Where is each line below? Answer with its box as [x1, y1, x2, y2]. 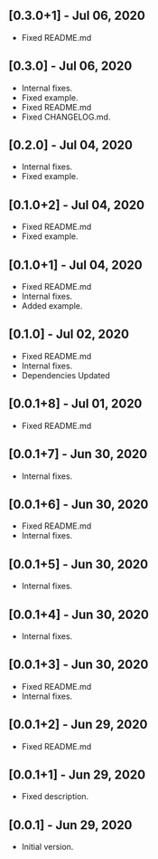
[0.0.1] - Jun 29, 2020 [8, 817, 133, 833]
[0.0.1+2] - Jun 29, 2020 [8, 717, 148, 732]
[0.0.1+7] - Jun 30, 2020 [8, 446, 148, 462]
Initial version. [21, 842, 74, 853]
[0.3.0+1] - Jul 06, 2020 [8, 8, 145, 24]
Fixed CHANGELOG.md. [21, 111, 111, 122]
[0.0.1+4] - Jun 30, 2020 [8, 606, 150, 622]
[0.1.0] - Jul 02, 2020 [8, 327, 130, 342]
